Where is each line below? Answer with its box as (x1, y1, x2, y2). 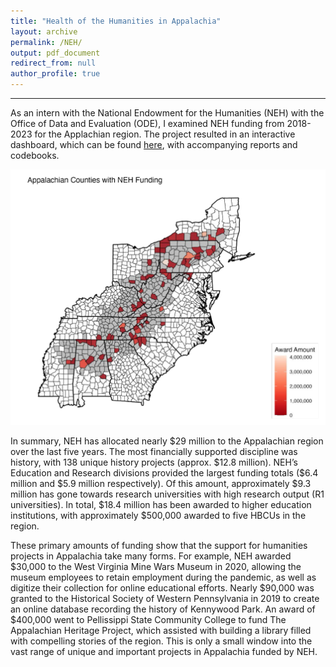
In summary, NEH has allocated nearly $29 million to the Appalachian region (10, 435, 324, 447)
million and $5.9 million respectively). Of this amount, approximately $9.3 (10, 477, 312, 489)
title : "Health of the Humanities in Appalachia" (10, 16, 222, 26)
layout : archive (10, 26, 78, 37)
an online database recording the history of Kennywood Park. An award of (10, 603, 316, 615)
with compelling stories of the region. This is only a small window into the (10, 635, 313, 647)
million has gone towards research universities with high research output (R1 (10, 488, 325, 500)
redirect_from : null (10, 58, 97, 69)
